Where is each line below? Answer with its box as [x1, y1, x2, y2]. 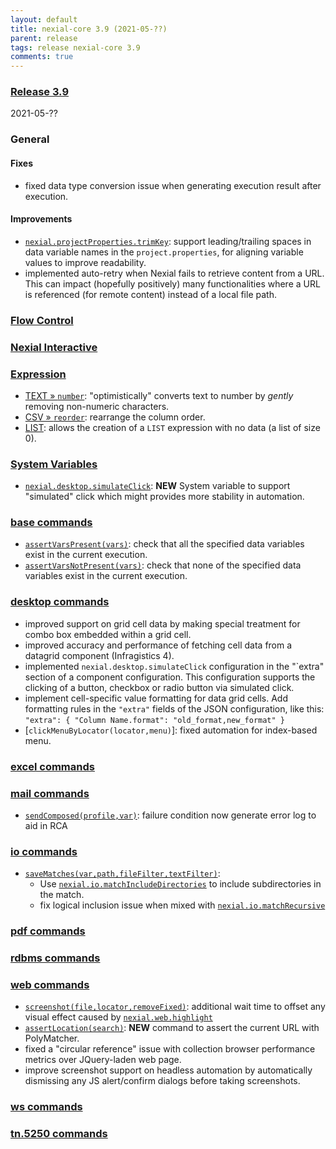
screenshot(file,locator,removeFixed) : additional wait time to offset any [24, 1001, 326, 1013]
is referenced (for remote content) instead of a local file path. [24, 288, 277, 300]
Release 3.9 [10, 85, 70, 99]
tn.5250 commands [10, 1127, 108, 1141]
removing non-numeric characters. [24, 400, 170, 412]
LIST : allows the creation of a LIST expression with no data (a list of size [24, 421, 321, 433]
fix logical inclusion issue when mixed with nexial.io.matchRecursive [39, 899, 326, 911]
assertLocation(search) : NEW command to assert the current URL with [24, 1022, 320, 1034]
